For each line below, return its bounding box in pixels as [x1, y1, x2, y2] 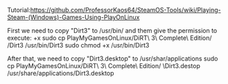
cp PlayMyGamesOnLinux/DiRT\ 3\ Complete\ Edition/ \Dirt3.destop [7, 62, 201, 70]
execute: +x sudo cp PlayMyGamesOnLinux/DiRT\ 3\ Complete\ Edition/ [7, 34, 213, 42]
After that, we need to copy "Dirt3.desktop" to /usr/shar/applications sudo [7, 54, 218, 63]
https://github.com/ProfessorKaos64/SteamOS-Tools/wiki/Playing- [30, 6, 221, 14]
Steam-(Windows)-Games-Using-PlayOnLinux [7, 13, 140, 21]
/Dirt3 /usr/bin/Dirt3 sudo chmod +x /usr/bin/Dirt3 [7, 41, 150, 49]
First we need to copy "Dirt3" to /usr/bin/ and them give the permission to [7, 27, 218, 34]
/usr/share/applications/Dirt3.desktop [7, 69, 114, 77]
